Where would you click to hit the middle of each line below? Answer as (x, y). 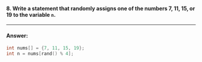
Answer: (17, 35)
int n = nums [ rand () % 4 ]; (40, 54)
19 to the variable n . (31, 14)
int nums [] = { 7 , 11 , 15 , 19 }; (45, 48)
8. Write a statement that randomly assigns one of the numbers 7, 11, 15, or (101, 8)
